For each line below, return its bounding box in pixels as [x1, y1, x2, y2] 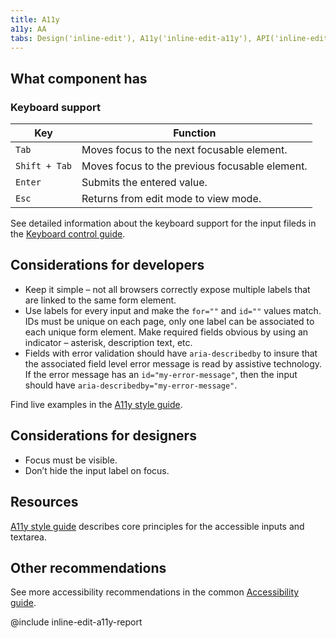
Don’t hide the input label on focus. [24, 464, 170, 476]
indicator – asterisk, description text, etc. [24, 336, 193, 348]
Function [173, 126, 217, 140]
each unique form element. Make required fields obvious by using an [24, 326, 309, 338]
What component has [10, 70, 148, 87]
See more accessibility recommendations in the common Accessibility [10, 586, 300, 598]
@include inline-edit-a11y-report [10, 616, 143, 628]
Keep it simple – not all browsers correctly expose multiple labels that [24, 283, 311, 295]
